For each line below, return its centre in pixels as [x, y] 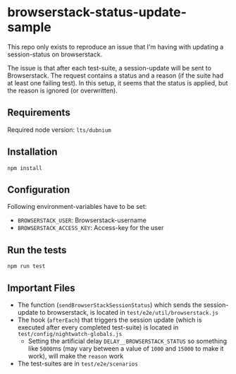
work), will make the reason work [76, 356]
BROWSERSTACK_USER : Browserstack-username [82, 220]
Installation [32, 152]
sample [29, 27]
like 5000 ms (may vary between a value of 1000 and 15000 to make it [126, 349]
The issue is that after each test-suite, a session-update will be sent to [109, 68]
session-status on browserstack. [55, 54]
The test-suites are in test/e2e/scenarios [78, 363]
